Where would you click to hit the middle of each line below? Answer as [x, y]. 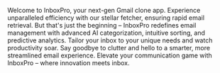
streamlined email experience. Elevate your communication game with [110, 55]
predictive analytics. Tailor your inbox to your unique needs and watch [110, 40]
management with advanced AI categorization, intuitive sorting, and [106, 33]
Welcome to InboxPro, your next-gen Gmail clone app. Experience [104, 10]
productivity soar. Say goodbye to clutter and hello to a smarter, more [109, 48]
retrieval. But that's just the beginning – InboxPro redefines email [102, 25]
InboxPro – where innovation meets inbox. [68, 63]
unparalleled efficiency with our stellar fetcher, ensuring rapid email [106, 18]
